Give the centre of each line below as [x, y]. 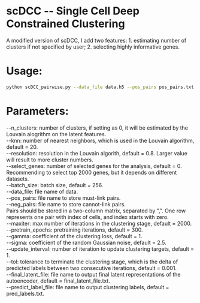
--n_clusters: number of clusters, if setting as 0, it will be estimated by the [97, 128]
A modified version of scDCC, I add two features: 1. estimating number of [96, 40]
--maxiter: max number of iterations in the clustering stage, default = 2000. [99, 223]
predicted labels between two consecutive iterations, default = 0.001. [92, 268]
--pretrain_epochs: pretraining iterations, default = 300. [75, 230]
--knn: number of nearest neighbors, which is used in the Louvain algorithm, [100, 140]
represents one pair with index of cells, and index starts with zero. [87, 217]
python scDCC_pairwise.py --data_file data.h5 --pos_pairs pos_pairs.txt [100, 87]
